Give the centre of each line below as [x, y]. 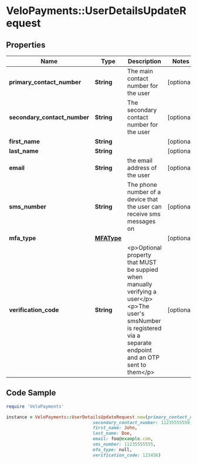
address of [142, 168]
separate [139, 343]
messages [141, 221]
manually [140, 284]
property [139, 255]
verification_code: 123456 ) [127, 455]
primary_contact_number [45, 82]
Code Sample [31, 393]
